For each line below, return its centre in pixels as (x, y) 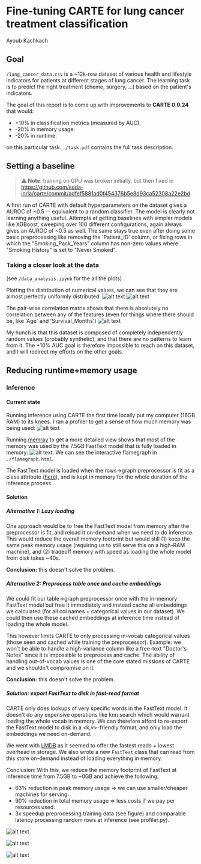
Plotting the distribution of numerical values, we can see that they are (92, 290)
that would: (20, 111)
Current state (23, 402)
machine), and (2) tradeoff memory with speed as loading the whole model (99, 551)
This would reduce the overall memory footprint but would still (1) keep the (98, 539)
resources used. (35, 807)
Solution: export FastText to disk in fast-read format (73, 693)
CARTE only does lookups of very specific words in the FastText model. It (97, 708)
